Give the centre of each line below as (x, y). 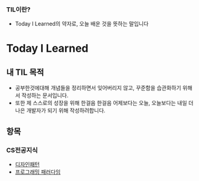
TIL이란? (19, 9)
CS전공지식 (22, 150)
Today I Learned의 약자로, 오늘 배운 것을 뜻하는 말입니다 (82, 24)
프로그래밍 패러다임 (38, 172)
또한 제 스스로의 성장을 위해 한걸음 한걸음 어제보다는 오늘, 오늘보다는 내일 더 (104, 103)
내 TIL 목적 (25, 72)
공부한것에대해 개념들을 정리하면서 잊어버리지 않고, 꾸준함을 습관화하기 (98, 88)
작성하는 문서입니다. (45, 95)
